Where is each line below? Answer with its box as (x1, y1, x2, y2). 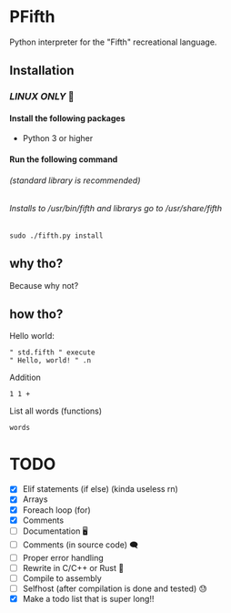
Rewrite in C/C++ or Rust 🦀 (22, 562, 125, 573)
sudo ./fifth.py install (9, 230, 104, 240)
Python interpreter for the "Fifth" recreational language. (9, 36, 217, 47)
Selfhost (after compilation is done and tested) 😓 (22, 583, 207, 594)
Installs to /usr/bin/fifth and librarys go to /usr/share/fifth (9, 203, 223, 214)
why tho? (9, 256, 64, 271)
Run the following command (9, 154, 118, 165)
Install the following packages (9, 112, 126, 124)
